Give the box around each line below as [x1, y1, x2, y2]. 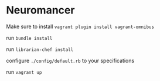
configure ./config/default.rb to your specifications [6, 57, 135, 64]
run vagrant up [6, 68, 42, 75]
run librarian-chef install [6, 45, 74, 53]
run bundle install [6, 34, 53, 41]
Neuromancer [6, 4, 75, 17]
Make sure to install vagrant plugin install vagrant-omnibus [6, 23, 154, 30]
